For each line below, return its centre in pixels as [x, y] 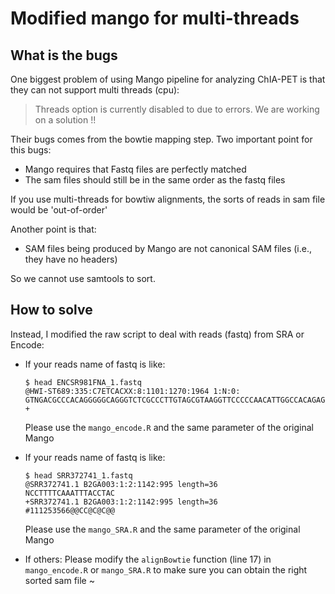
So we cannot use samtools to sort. [83, 278]
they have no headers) [71, 259]
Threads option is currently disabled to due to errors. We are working [177, 109]
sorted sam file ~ [59, 580]
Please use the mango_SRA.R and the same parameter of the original [162, 529]
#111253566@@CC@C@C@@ [69, 510]
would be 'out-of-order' [59, 210]
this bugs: [31, 150]
